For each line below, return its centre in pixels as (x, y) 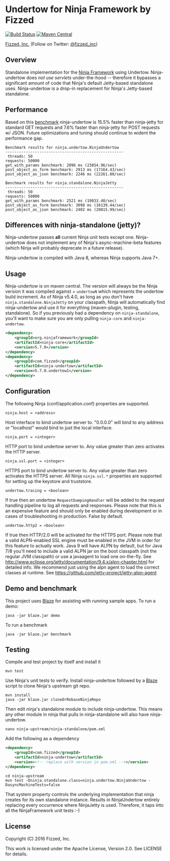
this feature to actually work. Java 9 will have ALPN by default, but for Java (84, 545)
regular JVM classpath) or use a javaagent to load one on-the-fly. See (78, 556)
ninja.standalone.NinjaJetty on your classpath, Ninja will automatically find (85, 302)
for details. (16, 854)
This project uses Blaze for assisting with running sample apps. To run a (80, 601)
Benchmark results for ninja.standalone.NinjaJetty (61, 183)
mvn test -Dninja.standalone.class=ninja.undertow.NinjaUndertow (76, 780)
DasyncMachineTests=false (32, 785)
